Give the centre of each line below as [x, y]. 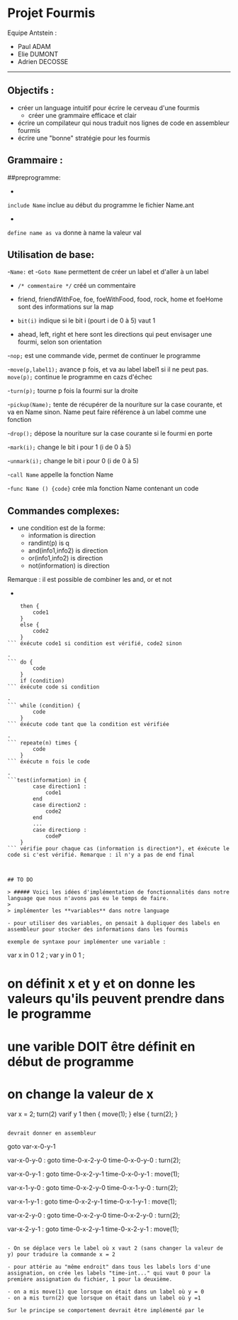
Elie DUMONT [38, 54]
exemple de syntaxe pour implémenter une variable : [87, 942]
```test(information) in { [47, 780]
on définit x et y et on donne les [102, 984]
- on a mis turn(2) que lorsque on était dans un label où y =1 [104, 1298]
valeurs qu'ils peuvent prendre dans [116, 999]
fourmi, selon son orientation [59, 342]
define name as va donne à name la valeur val [74, 232]
